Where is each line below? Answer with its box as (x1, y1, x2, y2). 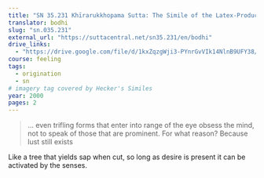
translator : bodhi (8, 19, 68, 27)
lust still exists (27, 137, 73, 147)
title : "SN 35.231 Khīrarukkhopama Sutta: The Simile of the (8, 11, 213, 20)
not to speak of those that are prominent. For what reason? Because (27, 129, 248, 138)
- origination (15, 70, 61, 78)
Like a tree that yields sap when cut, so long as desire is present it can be (8, 152, 246, 162)
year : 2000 (8, 92, 44, 100)
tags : (8, 63, 26, 71)
